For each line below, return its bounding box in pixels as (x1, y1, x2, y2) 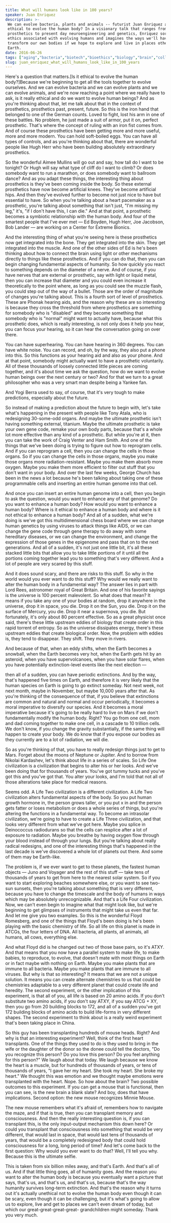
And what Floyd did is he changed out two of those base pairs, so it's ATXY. (5, 944, 164, 950)
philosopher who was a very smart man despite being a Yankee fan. (5, 379, 148, 385)
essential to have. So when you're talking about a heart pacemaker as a (5, 197, 155, 203)
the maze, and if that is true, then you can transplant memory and (5, 1110, 142, 1116)
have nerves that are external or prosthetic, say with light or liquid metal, (5, 272, 157, 278)
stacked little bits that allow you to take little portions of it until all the (5, 550, 149, 556)
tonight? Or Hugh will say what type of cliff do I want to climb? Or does (5, 165, 154, 171)
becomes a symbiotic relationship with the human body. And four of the (5, 214, 156, 220)
